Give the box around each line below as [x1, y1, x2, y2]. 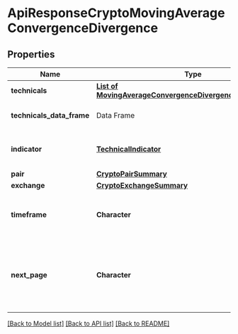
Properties [7, 48, 55, 60]
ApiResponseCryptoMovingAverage [7, 5, 225, 21]
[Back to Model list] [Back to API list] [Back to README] [7, 319, 170, 328]
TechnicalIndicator [96, 144, 161, 154]
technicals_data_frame [11, 111, 90, 120]
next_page [11, 270, 47, 279]
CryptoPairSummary [96, 169, 168, 179]
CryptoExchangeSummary [96, 181, 188, 190]
